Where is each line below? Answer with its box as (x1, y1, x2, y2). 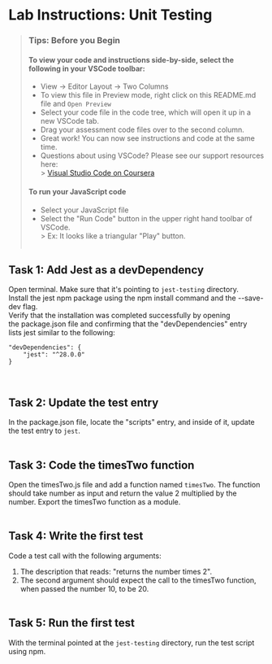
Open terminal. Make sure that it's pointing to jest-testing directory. (8, 285, 240, 295)
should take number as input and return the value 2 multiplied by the (8, 488, 237, 498)
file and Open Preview (40, 99, 112, 109)
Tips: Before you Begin (28, 35, 120, 46)
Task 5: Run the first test (8, 616, 136, 630)
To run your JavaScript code (28, 186, 127, 196)
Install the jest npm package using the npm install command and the (8, 293, 237, 303)
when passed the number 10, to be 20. (19, 583, 149, 593)
